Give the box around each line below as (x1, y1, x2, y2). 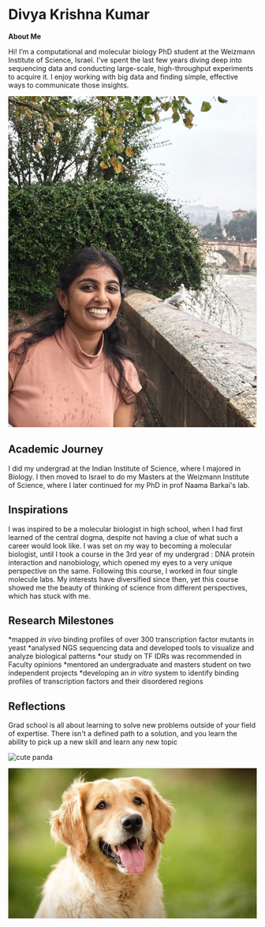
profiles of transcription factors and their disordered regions (8, 676, 203, 687)
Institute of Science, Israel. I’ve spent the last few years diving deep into (8, 55, 242, 65)
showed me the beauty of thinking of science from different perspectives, (8, 583, 248, 592)
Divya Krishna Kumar (8, 6, 150, 24)
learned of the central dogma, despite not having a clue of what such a (8, 532, 239, 542)
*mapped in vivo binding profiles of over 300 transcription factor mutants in (8, 635, 255, 644)
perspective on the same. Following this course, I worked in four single (8, 566, 238, 575)
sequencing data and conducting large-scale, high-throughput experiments (8, 63, 254, 73)
